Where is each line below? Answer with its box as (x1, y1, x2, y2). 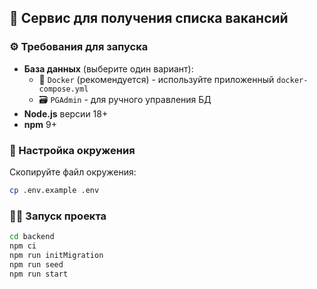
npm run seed (9, 259, 64, 270)
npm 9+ (23, 118, 58, 130)
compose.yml (38, 84, 89, 94)
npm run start (9, 269, 69, 279)
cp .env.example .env (9, 185, 100, 195)
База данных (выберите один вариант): (23, 62, 194, 75)
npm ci (9, 241, 37, 251)
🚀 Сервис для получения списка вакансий (9, 10, 289, 27)
